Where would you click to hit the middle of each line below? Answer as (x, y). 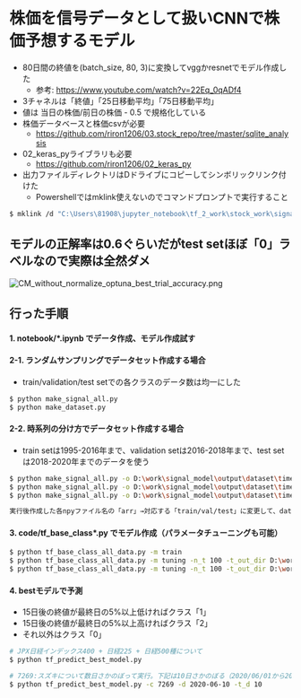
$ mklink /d (31, 214)
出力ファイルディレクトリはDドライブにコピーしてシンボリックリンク (150, 174)
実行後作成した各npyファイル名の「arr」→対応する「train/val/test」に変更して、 (145, 511)
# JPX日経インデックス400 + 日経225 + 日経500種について (106, 651)
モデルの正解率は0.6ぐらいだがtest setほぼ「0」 (144, 244)
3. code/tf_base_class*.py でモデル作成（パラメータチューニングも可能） (146, 532)
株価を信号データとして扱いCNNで (137, 18)
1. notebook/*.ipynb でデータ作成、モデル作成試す (103, 338)
